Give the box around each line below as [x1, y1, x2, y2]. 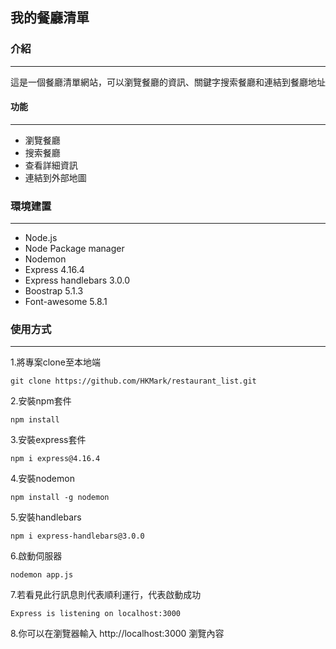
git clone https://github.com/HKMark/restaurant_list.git [10, 376, 257, 387]
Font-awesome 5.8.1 [24, 296, 108, 308]
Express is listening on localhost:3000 [10, 609, 182, 619]
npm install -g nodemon [10, 493, 110, 503]
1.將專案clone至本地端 [10, 356, 101, 368]
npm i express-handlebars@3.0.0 [10, 531, 145, 542]
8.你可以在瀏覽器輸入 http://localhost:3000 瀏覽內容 [10, 628, 225, 640]
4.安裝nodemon [10, 473, 75, 485]
